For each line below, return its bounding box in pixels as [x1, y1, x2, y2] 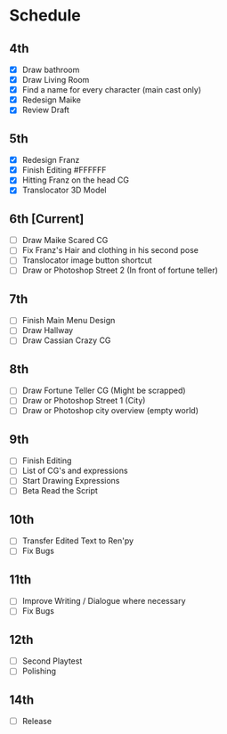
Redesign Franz [21, 155, 80, 166]
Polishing [21, 665, 56, 677]
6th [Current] [9, 211, 85, 226]
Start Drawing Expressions [21, 476, 120, 486]
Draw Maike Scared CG [21, 235, 109, 246]
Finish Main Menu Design [21, 315, 116, 326]
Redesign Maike [21, 94, 82, 105]
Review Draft [21, 104, 69, 116]
